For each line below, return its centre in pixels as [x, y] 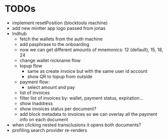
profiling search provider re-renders [50, 130]
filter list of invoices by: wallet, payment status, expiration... [81, 98]
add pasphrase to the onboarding [54, 44]
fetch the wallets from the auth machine [61, 39]
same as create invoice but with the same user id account [87, 71]
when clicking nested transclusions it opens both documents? [76, 125]
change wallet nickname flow [50, 60]
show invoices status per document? [58, 109]
